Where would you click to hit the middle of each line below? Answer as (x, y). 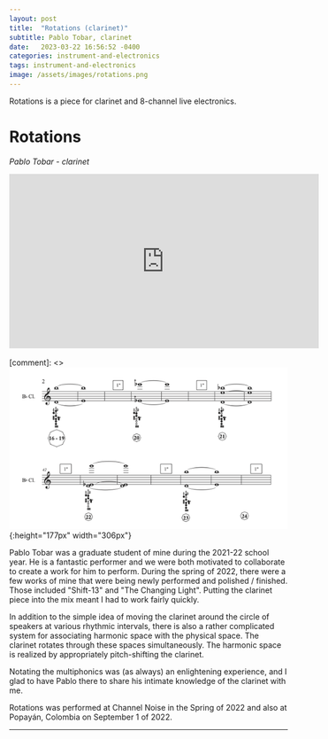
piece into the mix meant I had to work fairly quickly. (104, 600)
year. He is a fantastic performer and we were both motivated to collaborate (147, 562)
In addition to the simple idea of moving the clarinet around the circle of (139, 617)
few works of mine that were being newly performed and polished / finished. (149, 581)
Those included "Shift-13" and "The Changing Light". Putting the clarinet (141, 590)
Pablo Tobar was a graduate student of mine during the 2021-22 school (139, 553)
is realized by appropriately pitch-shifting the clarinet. (107, 655)
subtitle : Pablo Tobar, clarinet (71, 37)
